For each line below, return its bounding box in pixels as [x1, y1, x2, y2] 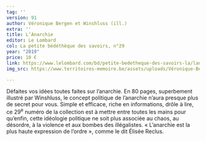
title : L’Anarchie [6, 32, 53, 38]
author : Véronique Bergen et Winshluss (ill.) [6, 20, 128, 26]
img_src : [6, 65, 29, 72]
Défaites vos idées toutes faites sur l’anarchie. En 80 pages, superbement [6, 88, 193, 95]
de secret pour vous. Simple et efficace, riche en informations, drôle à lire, [6, 101, 194, 108]
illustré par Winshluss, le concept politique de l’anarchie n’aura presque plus [6, 94, 199, 101]
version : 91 [6, 15, 37, 21]
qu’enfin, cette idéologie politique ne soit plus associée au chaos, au [6, 115, 179, 122]
